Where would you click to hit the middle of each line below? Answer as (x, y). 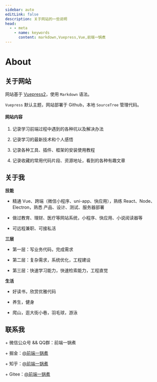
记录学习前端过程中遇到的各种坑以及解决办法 (58, 129)
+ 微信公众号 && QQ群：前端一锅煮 (41, 342)
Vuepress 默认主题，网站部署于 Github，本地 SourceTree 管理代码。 (74, 105)
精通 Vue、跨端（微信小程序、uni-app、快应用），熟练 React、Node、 (83, 201)
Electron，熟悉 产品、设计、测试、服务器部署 (58, 207)
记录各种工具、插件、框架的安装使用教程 (53, 150)
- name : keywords (32, 33)
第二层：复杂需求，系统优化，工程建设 (51, 260)
